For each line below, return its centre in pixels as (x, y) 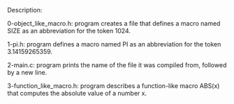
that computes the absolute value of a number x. (77, 93)
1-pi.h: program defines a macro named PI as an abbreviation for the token (114, 44)
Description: (25, 10)
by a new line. (27, 72)
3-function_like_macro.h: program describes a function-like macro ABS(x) (114, 86)
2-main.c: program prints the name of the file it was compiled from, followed (117, 65)
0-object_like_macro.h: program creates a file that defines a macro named (114, 23)
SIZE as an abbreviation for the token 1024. (69, 31)
